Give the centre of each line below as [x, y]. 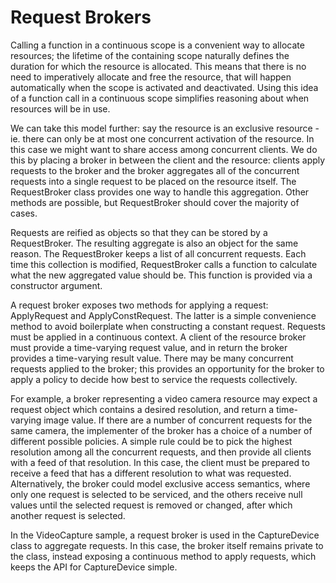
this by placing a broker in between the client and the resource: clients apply [168, 160]
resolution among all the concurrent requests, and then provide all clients [161, 452]
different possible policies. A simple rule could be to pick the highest [151, 441]
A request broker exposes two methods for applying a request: [139, 305]
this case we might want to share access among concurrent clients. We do [164, 149]
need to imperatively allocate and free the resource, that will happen [151, 77]
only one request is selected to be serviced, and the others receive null [156, 494]
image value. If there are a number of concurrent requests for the [178, 420]
